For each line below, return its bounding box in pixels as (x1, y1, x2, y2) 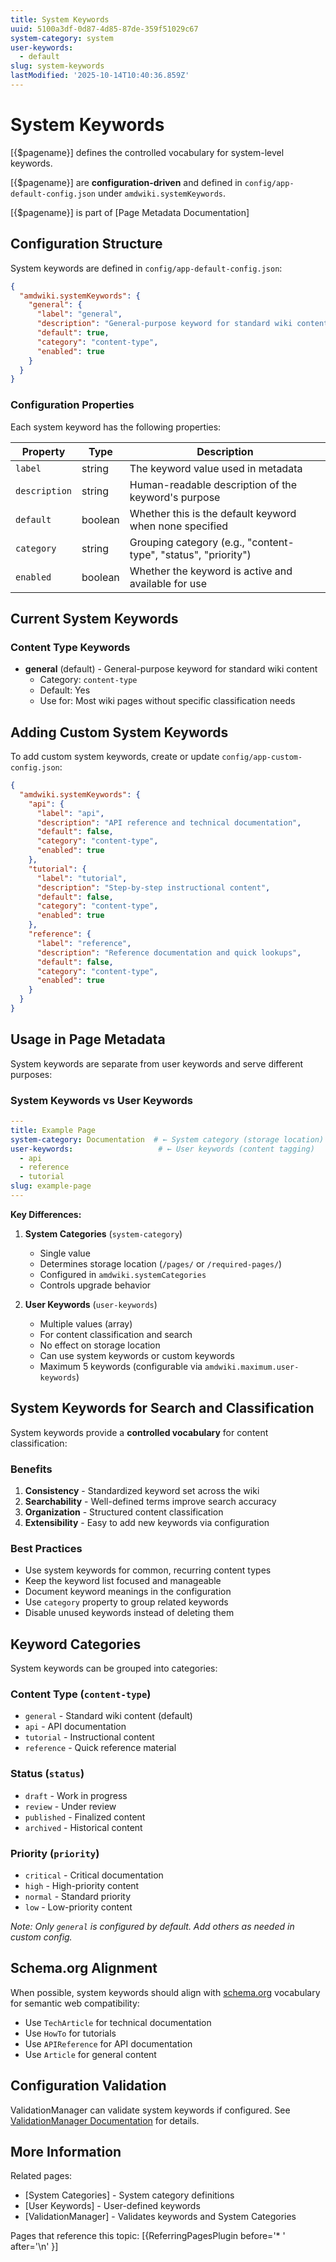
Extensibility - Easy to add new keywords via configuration (24, 1517, 270, 1529)
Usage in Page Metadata (10, 1031, 166, 1048)
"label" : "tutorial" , (36, 873, 128, 883)
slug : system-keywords (10, 61, 105, 71)
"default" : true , (36, 328, 110, 338)
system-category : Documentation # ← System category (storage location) (10, 1134, 325, 1145)
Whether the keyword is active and (129, 564, 293, 578)
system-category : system (10, 33, 114, 43)
